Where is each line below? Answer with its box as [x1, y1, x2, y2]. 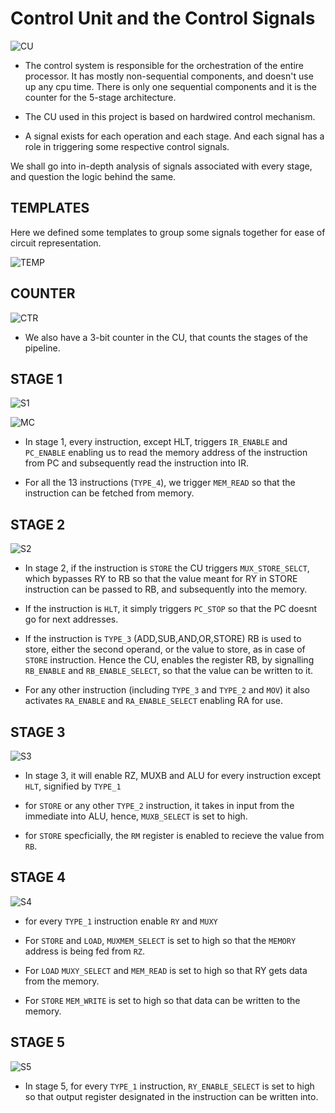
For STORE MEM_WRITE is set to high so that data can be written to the [24, 994, 301, 1006]
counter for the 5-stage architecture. [24, 91, 177, 103]
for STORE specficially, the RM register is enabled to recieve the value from [24, 830, 325, 841]
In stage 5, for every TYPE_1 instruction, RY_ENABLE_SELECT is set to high [24, 1080, 315, 1092]
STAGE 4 [10, 869, 67, 886]
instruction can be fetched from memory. [24, 487, 195, 499]
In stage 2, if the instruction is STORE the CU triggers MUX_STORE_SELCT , [24, 562, 310, 574]
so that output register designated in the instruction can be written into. [24, 1090, 319, 1102]
